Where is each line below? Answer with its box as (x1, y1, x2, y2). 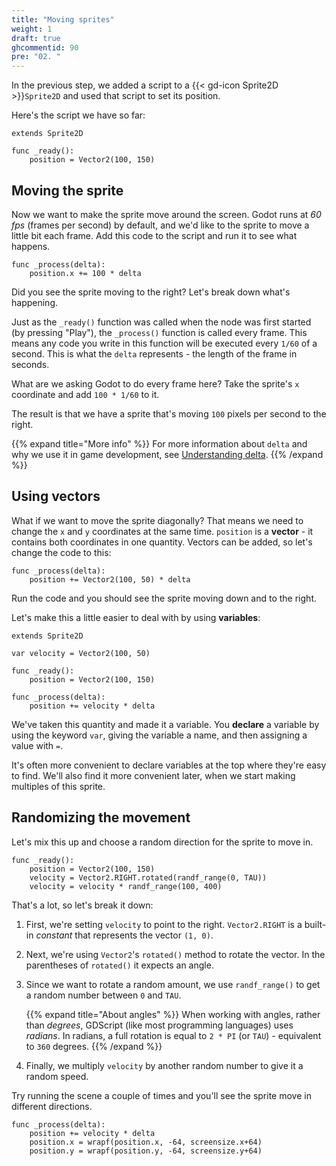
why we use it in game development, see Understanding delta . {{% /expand (11, 448, 324, 460)
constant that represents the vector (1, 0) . (35, 929, 214, 941)
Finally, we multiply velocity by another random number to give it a (25, 1059, 304, 1071)
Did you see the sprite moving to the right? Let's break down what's (11, 286, 291, 298)
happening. (11, 296, 58, 308)
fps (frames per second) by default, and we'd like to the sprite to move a (11, 219, 310, 231)
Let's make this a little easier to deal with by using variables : (11, 611, 261, 623)
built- (304, 918, 327, 930)
